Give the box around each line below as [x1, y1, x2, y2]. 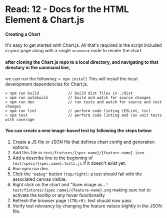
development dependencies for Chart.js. [5, 81, 88, 87]
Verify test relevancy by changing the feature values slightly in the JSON [12, 202, 162, 209]
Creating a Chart [5, 31, 40, 37]
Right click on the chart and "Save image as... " [12, 181, 108, 187]
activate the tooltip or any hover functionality [12, 192, 105, 198]
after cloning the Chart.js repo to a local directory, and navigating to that [5, 59, 158, 65]
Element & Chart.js [5, 14, 84, 26]
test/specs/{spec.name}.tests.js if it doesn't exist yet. [12, 160, 126, 166]
